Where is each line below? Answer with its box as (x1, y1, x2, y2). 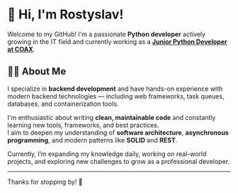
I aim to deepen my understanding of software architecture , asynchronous (7, 128, 229, 137)
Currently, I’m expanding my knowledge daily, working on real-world (7, 149, 207, 158)
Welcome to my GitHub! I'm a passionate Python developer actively (7, 30, 206, 38)
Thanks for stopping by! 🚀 (7, 177, 83, 186)
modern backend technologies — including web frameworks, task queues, (7, 92, 225, 100)
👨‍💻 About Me (7, 65, 67, 77)
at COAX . (7, 45, 35, 53)
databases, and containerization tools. (7, 99, 119, 108)
